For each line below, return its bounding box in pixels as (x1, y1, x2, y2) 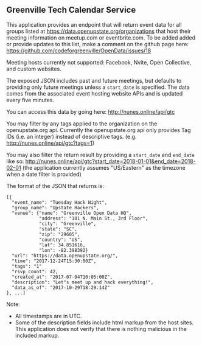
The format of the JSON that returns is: (6, 182, 105, 189)
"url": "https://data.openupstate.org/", (12, 253, 119, 259)
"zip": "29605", (38, 231, 80, 237)
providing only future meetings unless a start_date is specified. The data (6, 83, 190, 91)
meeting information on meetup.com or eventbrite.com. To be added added (6, 33, 196, 41)
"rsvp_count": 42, (12, 268, 59, 274)
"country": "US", (38, 237, 83, 243)
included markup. (15, 332, 60, 339)
